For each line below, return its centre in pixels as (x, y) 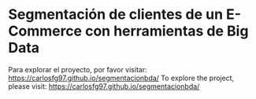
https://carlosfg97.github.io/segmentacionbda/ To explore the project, (121, 78)
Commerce (45, 31)
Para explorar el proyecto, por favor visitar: (78, 69)
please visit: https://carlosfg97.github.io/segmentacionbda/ (104, 86)
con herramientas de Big (167, 31)
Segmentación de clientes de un (115, 15)
